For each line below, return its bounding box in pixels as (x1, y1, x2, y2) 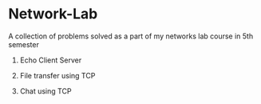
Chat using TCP (19, 86, 72, 96)
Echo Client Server (19, 55, 82, 65)
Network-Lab (8, 5, 98, 23)
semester (8, 39, 40, 49)
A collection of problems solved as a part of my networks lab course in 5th (8, 31, 254, 41)
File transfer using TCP (19, 70, 96, 80)
